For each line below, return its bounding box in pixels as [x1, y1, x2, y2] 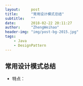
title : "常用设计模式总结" [5, 12, 64, 16]
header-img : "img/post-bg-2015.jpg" [5, 29, 79, 34]
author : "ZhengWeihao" [5, 25, 59, 30]
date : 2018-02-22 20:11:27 [5, 20, 72, 26]
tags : [5, 34, 16, 39]
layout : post [5, 7, 40, 12]
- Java [14, 39, 27, 43]
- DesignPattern [14, 43, 47, 48]
